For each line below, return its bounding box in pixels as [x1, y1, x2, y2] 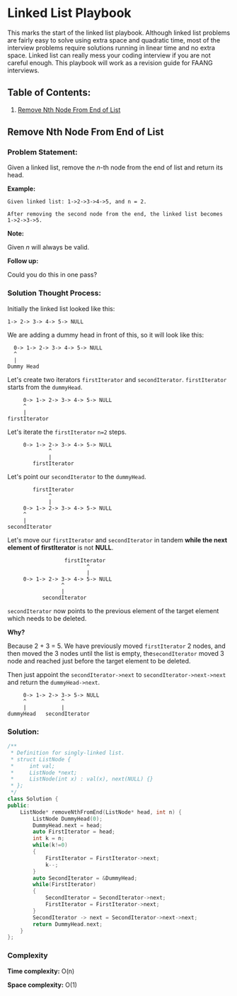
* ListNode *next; [10, 769, 78, 776]
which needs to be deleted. [7, 614, 87, 622]
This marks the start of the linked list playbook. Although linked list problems [7, 28, 231, 37]
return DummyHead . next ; [33, 920, 103, 928]
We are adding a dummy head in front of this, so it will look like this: [7, 330, 204, 339]
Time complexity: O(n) [7, 966, 75, 975]
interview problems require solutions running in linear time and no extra [7, 43, 216, 52]
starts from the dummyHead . [7, 383, 83, 391]
